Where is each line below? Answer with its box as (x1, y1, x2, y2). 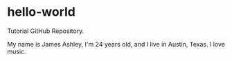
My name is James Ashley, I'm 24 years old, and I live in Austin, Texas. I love (7, 40, 225, 48)
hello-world (7, 4, 76, 20)
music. (7, 47, 26, 56)
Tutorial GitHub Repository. (7, 27, 84, 35)
